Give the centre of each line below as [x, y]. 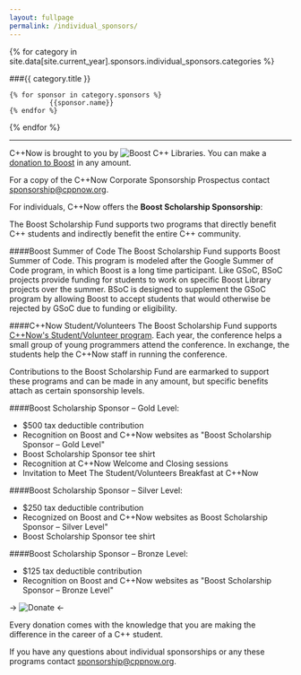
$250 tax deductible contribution [83, 507]
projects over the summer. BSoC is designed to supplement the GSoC [138, 289]
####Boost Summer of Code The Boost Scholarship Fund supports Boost [145, 251]
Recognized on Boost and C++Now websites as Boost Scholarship [145, 517]
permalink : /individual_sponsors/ [74, 26]
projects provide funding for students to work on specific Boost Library [140, 280]
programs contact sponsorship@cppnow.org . [93, 661]
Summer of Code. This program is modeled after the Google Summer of [142, 260]
